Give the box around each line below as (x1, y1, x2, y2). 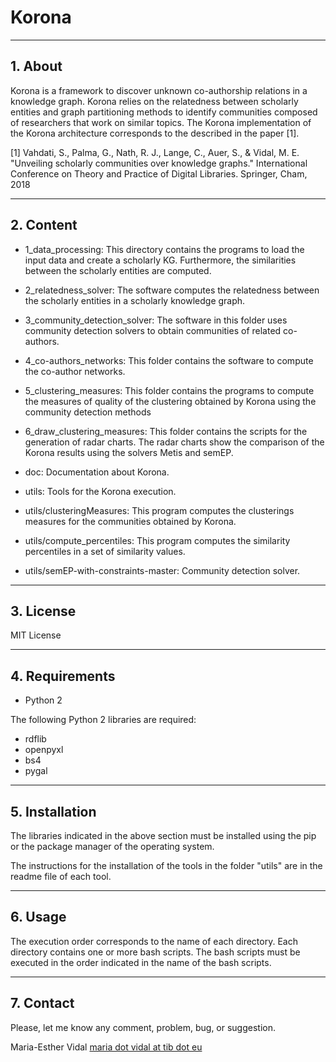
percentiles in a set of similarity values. (24, 545, 186, 557)
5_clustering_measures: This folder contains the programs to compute (24, 384, 315, 396)
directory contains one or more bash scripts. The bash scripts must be (10, 946, 301, 958)
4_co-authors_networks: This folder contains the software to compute (24, 354, 314, 366)
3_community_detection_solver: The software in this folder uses (24, 314, 288, 326)
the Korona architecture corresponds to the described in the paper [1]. (10, 127, 300, 139)
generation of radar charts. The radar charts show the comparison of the (24, 436, 325, 448)
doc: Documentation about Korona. (24, 466, 170, 478)
